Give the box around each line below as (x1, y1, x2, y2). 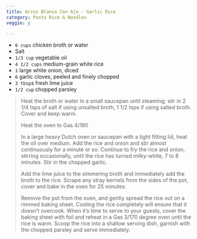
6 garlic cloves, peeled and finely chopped (14, 73, 119, 81)
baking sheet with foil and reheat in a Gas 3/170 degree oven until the (20, 213, 192, 221)
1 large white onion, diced (14, 67, 79, 74)
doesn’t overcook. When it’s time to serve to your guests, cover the (20, 207, 186, 215)
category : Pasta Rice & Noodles (6, 14, 87, 20)
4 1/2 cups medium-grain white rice (14, 60, 104, 68)
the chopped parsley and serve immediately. (20, 226, 131, 234)
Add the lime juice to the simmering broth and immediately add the (20, 170, 185, 177)
